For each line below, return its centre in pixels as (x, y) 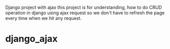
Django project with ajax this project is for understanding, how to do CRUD (84, 7)
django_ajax (31, 39)
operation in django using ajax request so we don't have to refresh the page (85, 13)
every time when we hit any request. (43, 18)
